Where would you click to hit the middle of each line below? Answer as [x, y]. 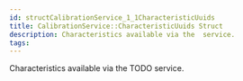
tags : [19, 43]
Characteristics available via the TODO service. [97, 68]
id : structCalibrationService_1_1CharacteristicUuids [112, 18]
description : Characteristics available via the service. [122, 34]
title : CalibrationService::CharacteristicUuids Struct [116, 26]
